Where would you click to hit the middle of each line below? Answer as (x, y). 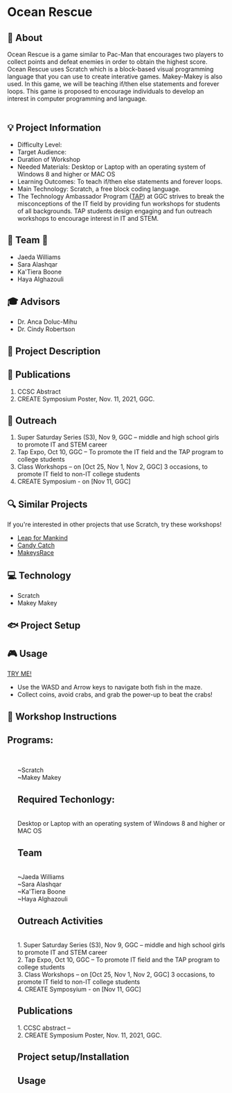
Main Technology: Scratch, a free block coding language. (99, 189)
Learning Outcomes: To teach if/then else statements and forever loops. (120, 181)
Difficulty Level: (39, 144)
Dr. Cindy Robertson (46, 329)
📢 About (25, 38)
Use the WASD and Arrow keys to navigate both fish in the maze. (110, 687)
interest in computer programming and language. (77, 99)
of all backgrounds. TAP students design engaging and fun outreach (115, 211)
